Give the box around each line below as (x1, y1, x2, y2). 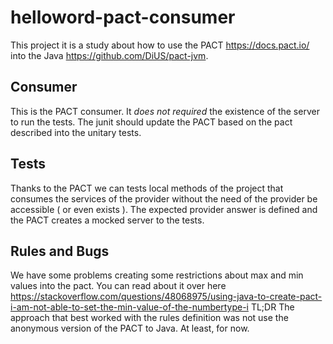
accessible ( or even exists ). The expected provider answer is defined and (10, 203, 318, 215)
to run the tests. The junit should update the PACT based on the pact (10, 116, 293, 128)
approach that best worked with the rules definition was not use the (10, 312, 289, 324)
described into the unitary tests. (10, 126, 142, 138)
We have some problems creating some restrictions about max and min (10, 269, 304, 281)
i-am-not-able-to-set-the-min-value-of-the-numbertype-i (10, 301, 249, 313)
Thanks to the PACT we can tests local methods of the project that (10, 182, 284, 194)
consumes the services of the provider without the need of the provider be (10, 192, 318, 205)
